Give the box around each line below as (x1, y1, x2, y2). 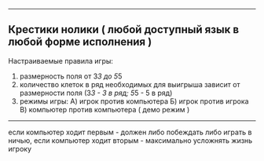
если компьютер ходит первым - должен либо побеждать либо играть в (8, 127, 252, 137)
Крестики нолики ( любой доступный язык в (8, 23, 240, 36)
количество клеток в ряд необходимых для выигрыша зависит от (19, 79, 241, 89)
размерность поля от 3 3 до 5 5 (19, 71, 123, 81)
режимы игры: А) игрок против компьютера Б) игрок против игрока (19, 96, 249, 106)
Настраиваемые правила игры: (8, 56, 114, 65)
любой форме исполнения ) (8, 35, 152, 49)
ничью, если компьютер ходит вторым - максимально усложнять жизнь (8, 135, 253, 145)
